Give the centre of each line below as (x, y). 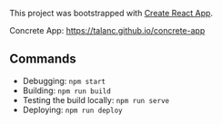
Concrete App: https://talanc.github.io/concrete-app (107, 30)
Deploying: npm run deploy (72, 110)
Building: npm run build (66, 91)
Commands (43, 59)
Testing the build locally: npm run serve (96, 100)
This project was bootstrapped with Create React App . (111, 13)
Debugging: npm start (64, 81)
